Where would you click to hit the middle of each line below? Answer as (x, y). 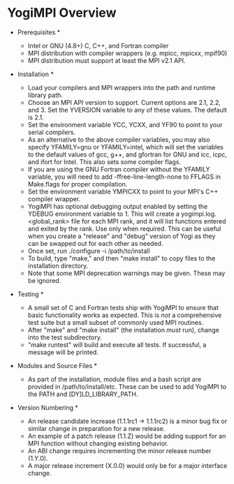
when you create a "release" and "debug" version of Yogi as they (122, 236)
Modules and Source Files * (57, 365)
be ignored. (44, 280)
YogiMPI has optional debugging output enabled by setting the (118, 206)
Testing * (30, 294)
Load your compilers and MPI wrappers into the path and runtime (122, 87)
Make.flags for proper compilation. (78, 184)
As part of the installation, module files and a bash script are (114, 379)
